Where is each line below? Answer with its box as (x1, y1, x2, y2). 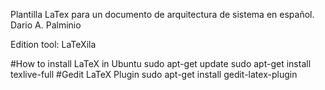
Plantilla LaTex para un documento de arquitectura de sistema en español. (10, 9, 315, 20)
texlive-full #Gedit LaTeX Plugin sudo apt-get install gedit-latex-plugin (10, 69, 298, 80)
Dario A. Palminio (10, 19, 82, 31)
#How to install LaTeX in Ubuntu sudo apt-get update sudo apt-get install (10, 58, 312, 69)
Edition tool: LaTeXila (10, 39, 97, 50)
